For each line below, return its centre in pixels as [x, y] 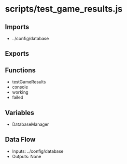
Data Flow [20, 139]
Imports [17, 27]
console [20, 87]
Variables [20, 113]
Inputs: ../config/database [38, 151]
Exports [17, 54]
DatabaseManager [30, 124]
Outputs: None [27, 156]
